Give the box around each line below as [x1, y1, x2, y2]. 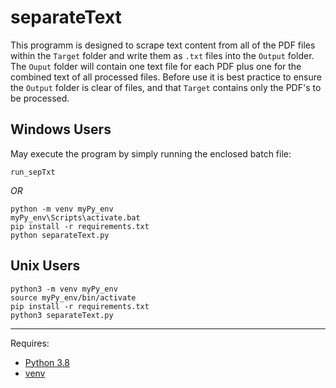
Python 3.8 [24, 356, 70, 368]
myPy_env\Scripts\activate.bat [10, 212, 141, 223]
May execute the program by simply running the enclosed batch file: [10, 147, 292, 160]
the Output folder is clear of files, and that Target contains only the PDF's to [10, 81, 322, 93]
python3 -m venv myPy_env [10, 284, 118, 294]
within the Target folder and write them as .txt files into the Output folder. [10, 49, 315, 61]
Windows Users [10, 121, 112, 138]
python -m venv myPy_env [10, 204, 114, 214]
